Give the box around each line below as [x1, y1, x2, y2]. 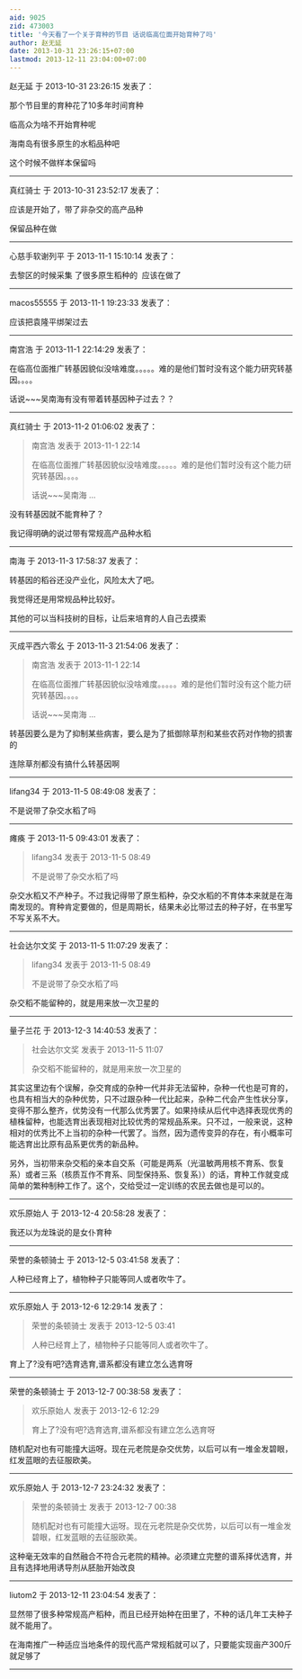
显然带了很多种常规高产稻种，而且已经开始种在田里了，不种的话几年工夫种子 [9, 1609, 293, 1620]
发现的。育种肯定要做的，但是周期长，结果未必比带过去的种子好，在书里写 [16, 902, 293, 911]
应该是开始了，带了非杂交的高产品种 [9, 204, 144, 214]
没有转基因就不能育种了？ [9, 509, 104, 519]
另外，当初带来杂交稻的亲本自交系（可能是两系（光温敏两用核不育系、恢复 [9, 1158, 285, 1168]
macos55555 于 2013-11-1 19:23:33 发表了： [9, 298, 173, 308]
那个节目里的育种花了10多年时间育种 [9, 100, 144, 111]
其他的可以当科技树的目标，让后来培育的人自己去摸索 [9, 613, 207, 624]
